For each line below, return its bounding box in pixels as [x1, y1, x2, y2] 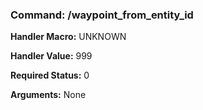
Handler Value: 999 [10, 50, 93, 62]
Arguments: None [10, 89, 87, 101]
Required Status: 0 [10, 69, 90, 82]
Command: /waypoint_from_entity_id [10, 8, 194, 22]
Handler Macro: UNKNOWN [10, 31, 127, 43]
